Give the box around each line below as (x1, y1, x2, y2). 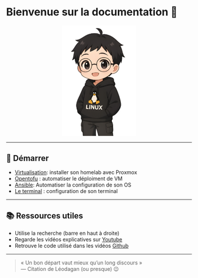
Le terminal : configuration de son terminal (14, 188, 118, 195)
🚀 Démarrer (6, 153, 49, 163)
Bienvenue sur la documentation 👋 (6, 5, 178, 19)
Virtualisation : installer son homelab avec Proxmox (14, 169, 137, 176)
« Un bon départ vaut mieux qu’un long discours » (20, 259, 143, 266)
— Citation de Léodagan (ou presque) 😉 (20, 265, 119, 272)
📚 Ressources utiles (6, 211, 84, 221)
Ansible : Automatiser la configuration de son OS (14, 181, 131, 188)
